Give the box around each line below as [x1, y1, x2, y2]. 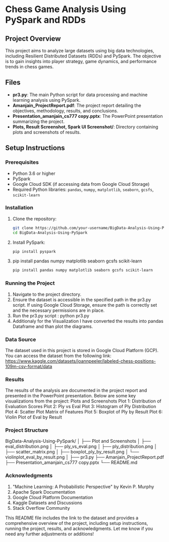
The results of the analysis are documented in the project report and [5, 387, 147, 393]
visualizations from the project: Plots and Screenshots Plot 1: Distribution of [5, 398, 161, 404]
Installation [5, 204, 34, 211]
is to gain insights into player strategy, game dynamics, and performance [5, 58, 157, 64]
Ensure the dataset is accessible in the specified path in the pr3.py [12, 296, 151, 303]
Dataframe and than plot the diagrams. [12, 323, 93, 329]
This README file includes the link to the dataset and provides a [5, 515, 139, 521]
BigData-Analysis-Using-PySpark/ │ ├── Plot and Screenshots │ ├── [5, 438, 151, 444]
